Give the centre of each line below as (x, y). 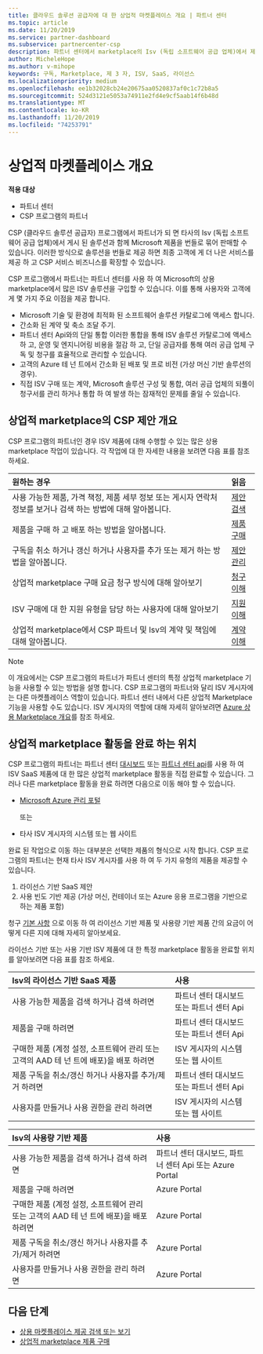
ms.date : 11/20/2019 (42, 30)
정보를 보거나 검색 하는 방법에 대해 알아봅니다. (92, 509)
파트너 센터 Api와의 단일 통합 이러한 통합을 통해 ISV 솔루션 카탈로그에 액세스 (135, 334)
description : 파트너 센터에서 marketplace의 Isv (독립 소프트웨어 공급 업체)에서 (128, 52)
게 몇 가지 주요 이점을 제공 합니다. (59, 298)
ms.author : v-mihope (42, 67)
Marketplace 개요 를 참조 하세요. (65, 717)
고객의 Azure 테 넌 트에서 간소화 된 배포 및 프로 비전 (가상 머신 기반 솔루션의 (135, 364)
